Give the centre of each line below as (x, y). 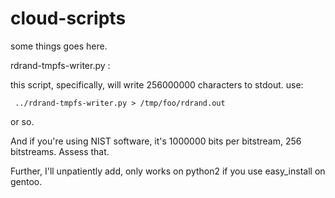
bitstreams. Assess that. (60, 151)
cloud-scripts (68, 18)
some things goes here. (59, 46)
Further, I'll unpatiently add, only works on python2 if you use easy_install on (168, 171)
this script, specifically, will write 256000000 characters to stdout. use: (157, 84)
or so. (22, 121)
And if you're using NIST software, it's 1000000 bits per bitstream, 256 (156, 141)
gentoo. (26, 181)
